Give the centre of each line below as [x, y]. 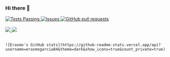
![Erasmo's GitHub [25, 45]
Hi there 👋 [18, 8]
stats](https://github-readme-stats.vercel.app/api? [103, 45]
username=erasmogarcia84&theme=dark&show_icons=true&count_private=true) [86, 49]
